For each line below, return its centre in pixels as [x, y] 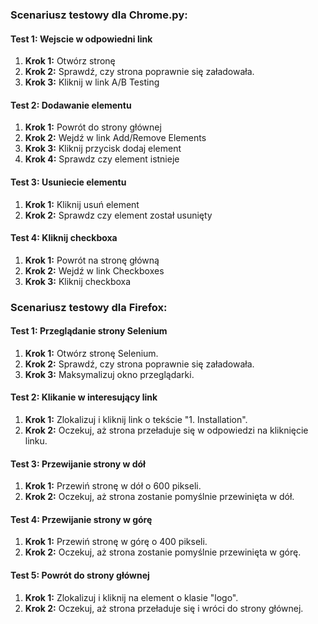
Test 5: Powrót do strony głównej [80, 575]
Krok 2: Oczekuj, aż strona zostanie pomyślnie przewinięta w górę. [163, 552]
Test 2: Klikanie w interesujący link [84, 397]
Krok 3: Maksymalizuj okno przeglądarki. [109, 374]
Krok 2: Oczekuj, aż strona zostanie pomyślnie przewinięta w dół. [159, 497]
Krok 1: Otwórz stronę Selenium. [91, 353]
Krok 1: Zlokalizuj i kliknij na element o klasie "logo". [131, 597]
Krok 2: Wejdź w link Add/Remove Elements [115, 138]
